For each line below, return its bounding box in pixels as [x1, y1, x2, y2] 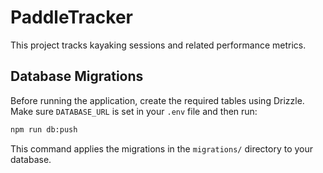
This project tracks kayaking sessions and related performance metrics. [10, 39, 307, 51]
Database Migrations [10, 68, 144, 85]
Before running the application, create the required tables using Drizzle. [10, 94, 305, 106]
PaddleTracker [10, 6, 133, 29]
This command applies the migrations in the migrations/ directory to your [10, 142, 314, 155]
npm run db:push [10, 124, 78, 135]
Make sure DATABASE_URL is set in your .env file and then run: [10, 105, 258, 117]
